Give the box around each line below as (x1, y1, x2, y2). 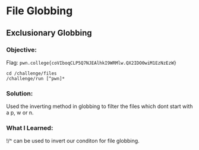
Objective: (6, 46, 37, 54)
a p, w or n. (6, 109, 34, 116)
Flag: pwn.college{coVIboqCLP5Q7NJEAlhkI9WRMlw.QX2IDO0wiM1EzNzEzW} (6, 59, 177, 66)
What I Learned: (6, 124, 53, 132)
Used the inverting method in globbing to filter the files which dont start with (6, 103, 193, 110)
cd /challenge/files (6, 70, 58, 76)
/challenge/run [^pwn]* (6, 75, 65, 81)
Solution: (6, 89, 33, 97)
